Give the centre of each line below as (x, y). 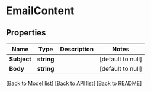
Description (77, 49)
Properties (26, 33)
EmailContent (40, 11)
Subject (20, 59)
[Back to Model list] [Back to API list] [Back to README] (74, 83)
